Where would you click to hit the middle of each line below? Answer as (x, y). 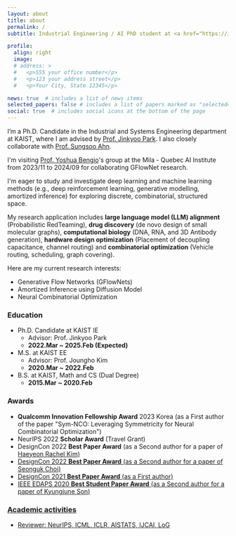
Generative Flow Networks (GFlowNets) (75, 282)
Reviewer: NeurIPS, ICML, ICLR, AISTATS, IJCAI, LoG (94, 525)
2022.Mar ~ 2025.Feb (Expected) (78, 345)
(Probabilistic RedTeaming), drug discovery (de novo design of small (107, 225)
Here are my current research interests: (64, 268)
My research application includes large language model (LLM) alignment (113, 217)
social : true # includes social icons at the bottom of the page (106, 111)
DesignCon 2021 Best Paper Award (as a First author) (95, 476)
